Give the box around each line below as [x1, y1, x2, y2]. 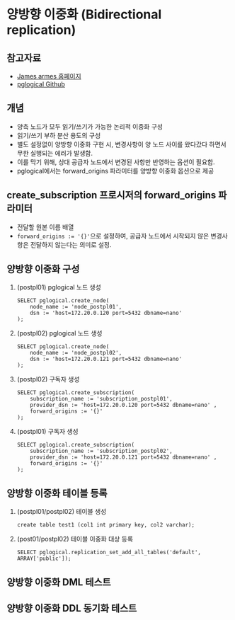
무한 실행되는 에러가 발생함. [16, 149, 93, 157]
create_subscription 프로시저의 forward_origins [6, 189, 217, 202]
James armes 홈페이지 [16, 72, 82, 80]
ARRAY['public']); [16, 555, 71, 563]
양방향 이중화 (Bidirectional [6, 6, 162, 23]
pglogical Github [16, 80, 65, 88]
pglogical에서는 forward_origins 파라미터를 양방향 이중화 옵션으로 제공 [16, 166, 214, 175]
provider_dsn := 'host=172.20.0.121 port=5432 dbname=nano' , [30, 454, 217, 461]
